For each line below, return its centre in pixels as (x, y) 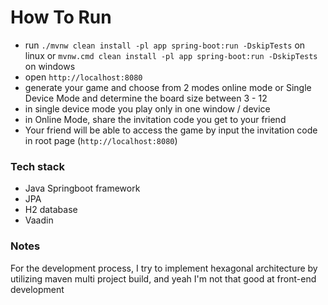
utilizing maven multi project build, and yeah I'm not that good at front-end (163, 278)
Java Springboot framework (82, 188)
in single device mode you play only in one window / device (147, 108)
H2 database (51, 210)
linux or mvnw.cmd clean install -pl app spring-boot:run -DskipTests (171, 55)
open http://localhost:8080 (83, 77)
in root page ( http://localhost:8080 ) (101, 140)
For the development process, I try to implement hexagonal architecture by (164, 268)
